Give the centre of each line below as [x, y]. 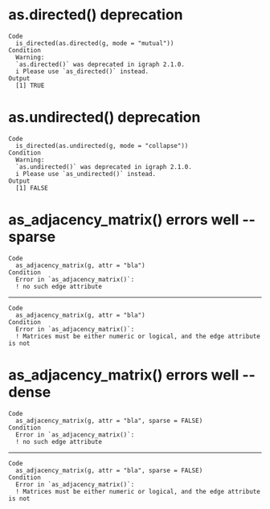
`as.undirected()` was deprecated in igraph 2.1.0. [104, 166]
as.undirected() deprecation [104, 117]
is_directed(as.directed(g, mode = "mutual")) [95, 43]
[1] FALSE [32, 188]
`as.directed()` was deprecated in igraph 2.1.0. [100, 64]
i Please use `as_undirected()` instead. [86, 174]
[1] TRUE [30, 85]
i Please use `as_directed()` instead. [82, 71]
